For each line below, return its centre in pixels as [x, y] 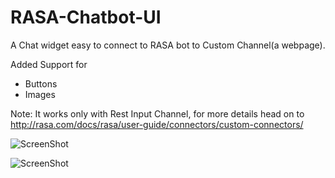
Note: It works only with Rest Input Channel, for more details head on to [157, 113]
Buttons [41, 83]
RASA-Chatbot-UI [86, 17]
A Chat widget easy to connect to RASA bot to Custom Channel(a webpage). [168, 45]
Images [40, 94]
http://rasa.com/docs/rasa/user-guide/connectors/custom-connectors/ [157, 124]
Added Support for [49, 64]
